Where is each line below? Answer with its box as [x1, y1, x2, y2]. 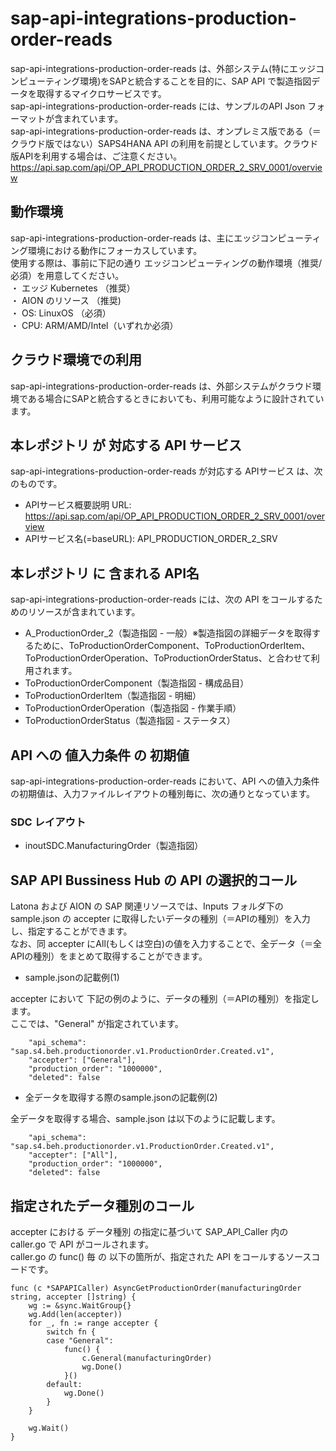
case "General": [46, 1335, 114, 1346]
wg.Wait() [28, 1423, 70, 1433]
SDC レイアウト [10, 815, 87, 829]
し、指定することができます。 [10, 925, 133, 937]
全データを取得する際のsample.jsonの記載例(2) [24, 1092, 218, 1104]
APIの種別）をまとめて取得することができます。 [10, 950, 208, 962]
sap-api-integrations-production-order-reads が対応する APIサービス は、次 [10, 465, 323, 477]
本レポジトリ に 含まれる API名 [10, 565, 200, 582]
